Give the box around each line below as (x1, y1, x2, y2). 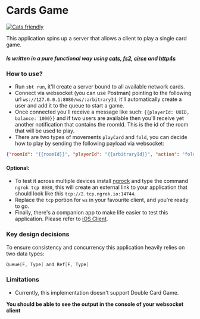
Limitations (6, 276, 40, 284)
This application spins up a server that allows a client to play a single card (6, 34, 187, 42)
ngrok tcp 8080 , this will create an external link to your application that (14, 184, 187, 191)
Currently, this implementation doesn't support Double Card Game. (14, 289, 179, 296)
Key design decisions (6, 230, 70, 238)
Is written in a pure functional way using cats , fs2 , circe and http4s (6, 55, 176, 62)
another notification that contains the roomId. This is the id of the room (14, 121, 189, 128)
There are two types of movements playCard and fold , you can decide (14, 134, 187, 141)
